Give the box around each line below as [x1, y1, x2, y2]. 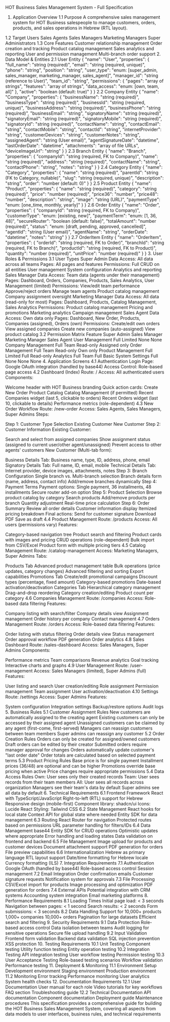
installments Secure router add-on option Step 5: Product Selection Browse [5, 489, 162, 495]
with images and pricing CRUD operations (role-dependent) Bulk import [5, 537, 155, 542]
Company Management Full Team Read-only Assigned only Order [5, 342, 142, 348]
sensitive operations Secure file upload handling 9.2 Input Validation [5, 930, 147, 936]
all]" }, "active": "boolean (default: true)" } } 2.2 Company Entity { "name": [5, 89, 159, 94]
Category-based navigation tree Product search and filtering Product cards [5, 531, 162, 537]
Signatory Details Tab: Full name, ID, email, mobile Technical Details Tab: [5, 462, 156, 468]
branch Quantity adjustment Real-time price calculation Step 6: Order [5, 500, 150, 506]
